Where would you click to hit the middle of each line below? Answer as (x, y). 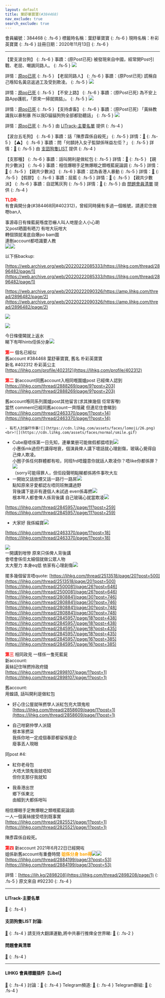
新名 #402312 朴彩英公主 (30, 365)
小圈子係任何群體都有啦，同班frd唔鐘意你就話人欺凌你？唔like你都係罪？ (85, 461)
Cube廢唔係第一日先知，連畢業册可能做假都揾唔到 (63, 442)
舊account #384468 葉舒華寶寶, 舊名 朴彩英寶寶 (54, 358)
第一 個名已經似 (21, 353)
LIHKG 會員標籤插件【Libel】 (34, 973)
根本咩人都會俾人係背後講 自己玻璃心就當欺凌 (58, 498)
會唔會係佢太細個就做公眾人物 (35, 559)
